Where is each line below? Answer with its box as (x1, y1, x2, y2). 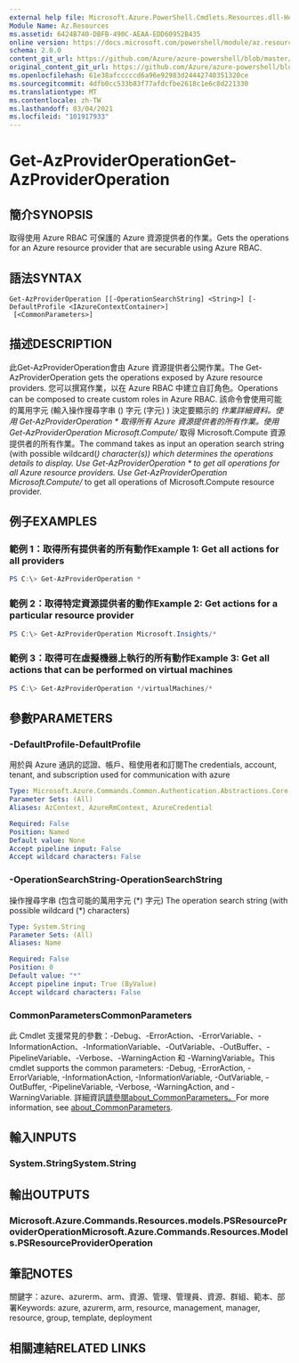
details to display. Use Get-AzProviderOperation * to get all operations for (9, 458, 280, 468)
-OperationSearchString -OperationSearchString (9, 873, 222, 886)
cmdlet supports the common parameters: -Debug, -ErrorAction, (9, 1062, 246, 1073)
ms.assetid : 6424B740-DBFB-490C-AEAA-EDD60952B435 (9, 29, 201, 38)
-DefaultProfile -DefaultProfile (9, 738, 141, 750)
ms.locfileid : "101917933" (9, 112, 109, 121)
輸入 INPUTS (9, 1130, 77, 1145)
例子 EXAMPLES (9, 514, 98, 530)
